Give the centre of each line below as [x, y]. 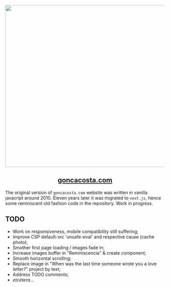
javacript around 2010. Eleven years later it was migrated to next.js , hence [83, 198]
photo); [20, 242]
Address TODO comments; [40, 274]
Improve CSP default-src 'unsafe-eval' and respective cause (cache [83, 237]
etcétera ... [23, 280]
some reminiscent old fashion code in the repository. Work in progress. [79, 203]
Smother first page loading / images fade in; [58, 248]
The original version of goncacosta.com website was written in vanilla [76, 192]
